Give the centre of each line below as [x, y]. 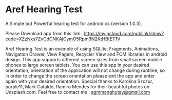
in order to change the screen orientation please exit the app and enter [80, 76]
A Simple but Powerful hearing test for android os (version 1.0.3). [74, 23]
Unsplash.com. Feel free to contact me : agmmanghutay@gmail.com [78, 92]
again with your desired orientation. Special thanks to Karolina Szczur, [79, 81]
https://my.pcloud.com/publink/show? [124, 33]
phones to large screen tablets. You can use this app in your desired [78, 65]
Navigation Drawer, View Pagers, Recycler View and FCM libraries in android [86, 54]
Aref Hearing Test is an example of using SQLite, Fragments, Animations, [82, 48]
